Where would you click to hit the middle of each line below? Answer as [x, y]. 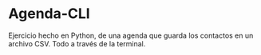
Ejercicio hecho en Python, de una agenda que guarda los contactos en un [131, 35]
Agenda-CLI [49, 14]
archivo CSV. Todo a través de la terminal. [77, 43]
